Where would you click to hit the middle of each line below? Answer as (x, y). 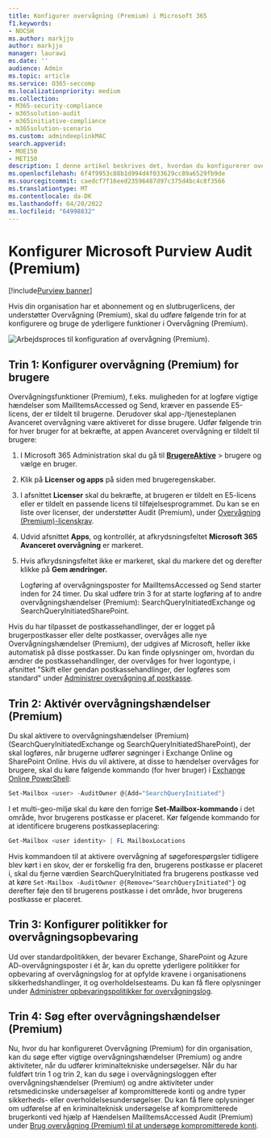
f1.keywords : (30, 23)
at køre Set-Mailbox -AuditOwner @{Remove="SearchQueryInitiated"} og (127, 882)
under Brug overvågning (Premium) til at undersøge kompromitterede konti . (133, 1126)
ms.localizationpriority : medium (65, 91)
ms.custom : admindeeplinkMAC (57, 136)
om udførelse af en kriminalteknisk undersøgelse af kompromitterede (123, 1109)
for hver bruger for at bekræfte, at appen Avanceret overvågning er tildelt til (134, 431)
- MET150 (23, 158)
